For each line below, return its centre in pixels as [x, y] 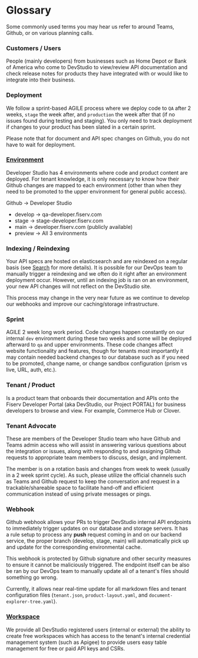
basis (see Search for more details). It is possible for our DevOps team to [95, 268]
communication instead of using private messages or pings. [79, 494]
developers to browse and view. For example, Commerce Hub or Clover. [93, 410]
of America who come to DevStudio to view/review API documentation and [97, 67]
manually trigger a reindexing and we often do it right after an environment [96, 274]
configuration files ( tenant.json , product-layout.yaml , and [77, 595]
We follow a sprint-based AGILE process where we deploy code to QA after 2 [99, 108]
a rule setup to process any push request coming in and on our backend [94, 535]
